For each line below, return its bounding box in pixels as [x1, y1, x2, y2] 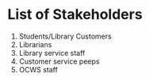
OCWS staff [18, 64, 59, 74]
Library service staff [18, 48, 86, 57]
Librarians [18, 39, 52, 49]
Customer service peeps [18, 57, 100, 66]
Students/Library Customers [18, 31, 112, 41]
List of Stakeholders [7, 6, 143, 24]
